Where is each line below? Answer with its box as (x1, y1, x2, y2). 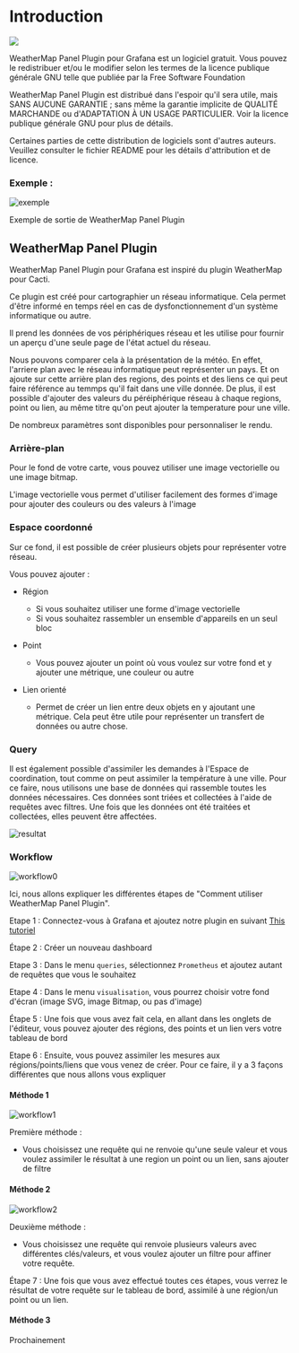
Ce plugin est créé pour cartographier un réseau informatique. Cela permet (9, 292, 286, 302)
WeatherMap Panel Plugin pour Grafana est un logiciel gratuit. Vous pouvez (9, 52, 288, 64)
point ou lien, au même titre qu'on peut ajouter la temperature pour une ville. (9, 402, 291, 414)
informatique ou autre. (9, 310, 91, 321)
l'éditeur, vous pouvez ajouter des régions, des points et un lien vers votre (9, 1023, 282, 1034)
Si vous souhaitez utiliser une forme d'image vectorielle (35, 603, 241, 614)
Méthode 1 (9, 1089, 49, 1100)
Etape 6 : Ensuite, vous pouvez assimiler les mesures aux (9, 1050, 221, 1061)
